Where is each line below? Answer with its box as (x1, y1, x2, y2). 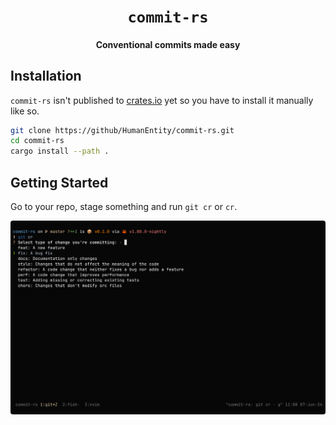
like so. (10, 105, 40, 117)
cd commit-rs (10, 136, 65, 146)
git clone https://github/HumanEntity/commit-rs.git (10, 125, 235, 135)
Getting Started (10, 174, 109, 191)
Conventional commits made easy (95, 38, 241, 50)
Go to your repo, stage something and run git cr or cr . (10, 201, 238, 213)
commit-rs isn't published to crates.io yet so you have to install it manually (10, 94, 314, 106)
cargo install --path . (10, 146, 110, 157)
